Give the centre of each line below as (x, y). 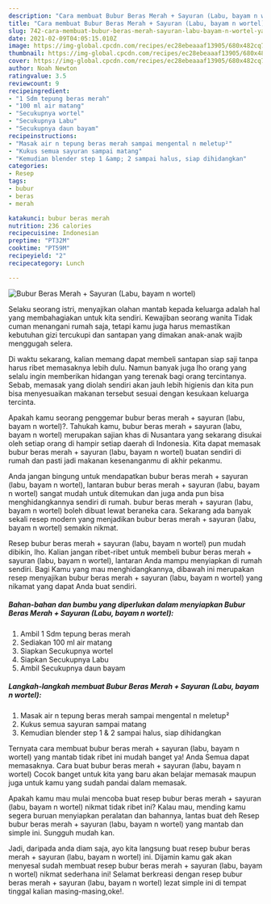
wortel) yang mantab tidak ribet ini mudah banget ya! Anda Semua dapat (129, 757)
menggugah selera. (41, 343)
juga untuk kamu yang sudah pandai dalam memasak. (98, 782)
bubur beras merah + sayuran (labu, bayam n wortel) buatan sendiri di (125, 452)
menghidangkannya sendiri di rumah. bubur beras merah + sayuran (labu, (131, 502)
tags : (17, 181)
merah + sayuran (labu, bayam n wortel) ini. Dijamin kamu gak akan (120, 856)
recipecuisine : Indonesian (54, 233)
